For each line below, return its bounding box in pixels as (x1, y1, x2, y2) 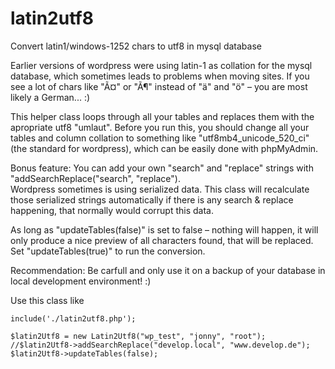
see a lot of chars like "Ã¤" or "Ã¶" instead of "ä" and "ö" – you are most (10, 80, 308, 92)
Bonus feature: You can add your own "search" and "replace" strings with (10, 162, 314, 174)
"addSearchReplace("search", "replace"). (10, 172, 181, 184)
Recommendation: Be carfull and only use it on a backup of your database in (10, 264, 326, 276)
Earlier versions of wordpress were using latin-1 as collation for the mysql (10, 59, 313, 71)
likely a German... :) (10, 91, 91, 103)
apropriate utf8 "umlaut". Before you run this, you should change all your (10, 121, 310, 133)
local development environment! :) (10, 275, 152, 287)
